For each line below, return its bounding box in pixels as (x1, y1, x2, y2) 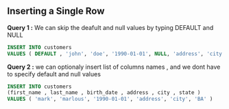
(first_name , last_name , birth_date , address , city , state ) (7, 89, 201, 96)
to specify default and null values (7, 69, 101, 78)
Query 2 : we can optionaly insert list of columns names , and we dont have (7, 63, 221, 71)
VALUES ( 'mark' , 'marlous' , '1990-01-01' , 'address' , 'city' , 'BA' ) (7, 95, 213, 103)
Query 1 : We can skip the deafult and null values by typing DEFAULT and (7, 23, 214, 31)
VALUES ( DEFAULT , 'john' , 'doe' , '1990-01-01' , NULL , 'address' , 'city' (7, 50, 226, 57)
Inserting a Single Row (7, 5, 105, 17)
